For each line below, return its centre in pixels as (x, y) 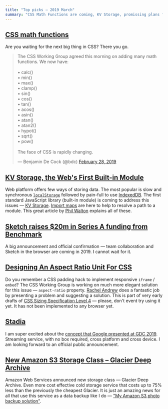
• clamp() (27, 88)
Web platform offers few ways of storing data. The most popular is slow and (83, 189)
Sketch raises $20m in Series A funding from (76, 226)
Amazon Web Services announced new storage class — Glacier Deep (77, 380)
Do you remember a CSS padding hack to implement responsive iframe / (80, 279)
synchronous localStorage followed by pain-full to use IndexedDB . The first (83, 195)
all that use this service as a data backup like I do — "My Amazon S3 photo (82, 396)
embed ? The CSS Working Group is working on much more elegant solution (81, 284)
